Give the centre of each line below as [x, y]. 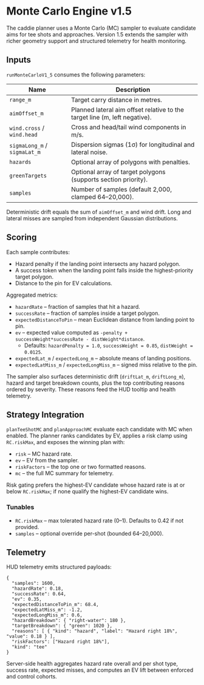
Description [133, 89]
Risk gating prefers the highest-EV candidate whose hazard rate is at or [96, 485]
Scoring [22, 238]
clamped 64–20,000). [102, 197]
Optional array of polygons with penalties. [130, 162]
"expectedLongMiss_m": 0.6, [47, 615]
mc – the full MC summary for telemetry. [64, 473]
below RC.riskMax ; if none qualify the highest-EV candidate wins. [87, 491]
